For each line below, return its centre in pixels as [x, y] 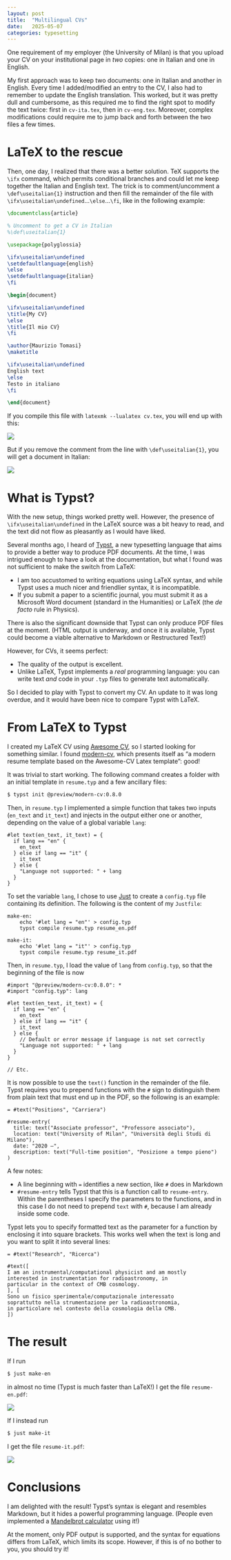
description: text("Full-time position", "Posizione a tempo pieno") [115, 1152]
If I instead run [28, 1420]
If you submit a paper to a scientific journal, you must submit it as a [112, 595]
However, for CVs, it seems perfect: [58, 651]
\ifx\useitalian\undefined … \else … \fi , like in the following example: [106, 201]
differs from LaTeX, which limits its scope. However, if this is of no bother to [114, 1541]
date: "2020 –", [37, 1146]
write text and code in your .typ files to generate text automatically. [113, 679]
